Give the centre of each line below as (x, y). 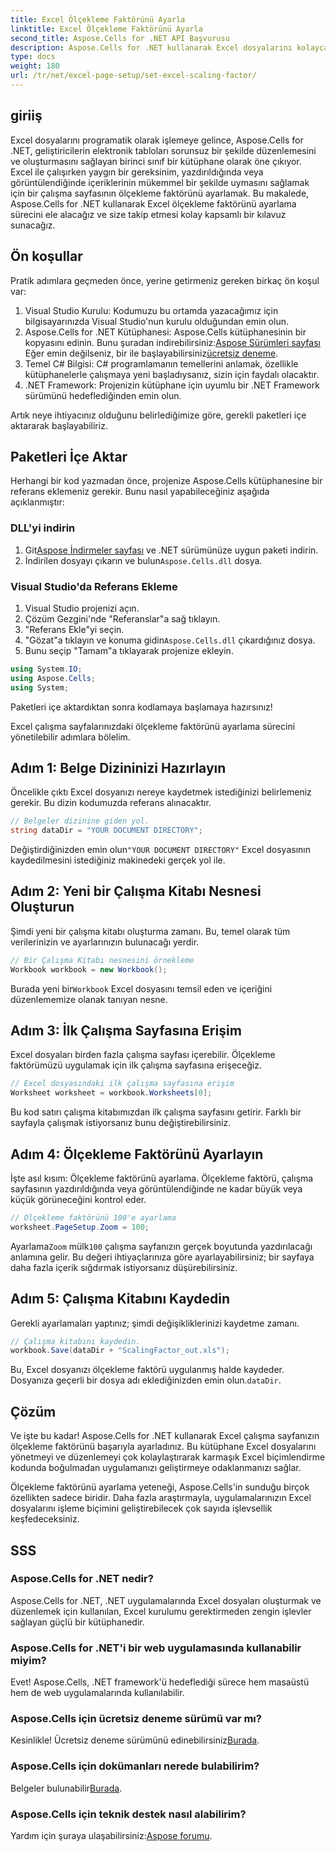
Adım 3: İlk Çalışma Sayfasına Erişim (126, 1031)
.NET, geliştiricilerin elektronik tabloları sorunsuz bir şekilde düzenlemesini (163, 150)
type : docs (33, 57)
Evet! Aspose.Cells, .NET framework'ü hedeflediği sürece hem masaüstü (160, 1682)
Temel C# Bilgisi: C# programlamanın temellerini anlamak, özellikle (161, 363)
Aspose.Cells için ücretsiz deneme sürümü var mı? (136, 1719)
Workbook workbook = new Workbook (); (89, 969)
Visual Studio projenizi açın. (82, 608)
